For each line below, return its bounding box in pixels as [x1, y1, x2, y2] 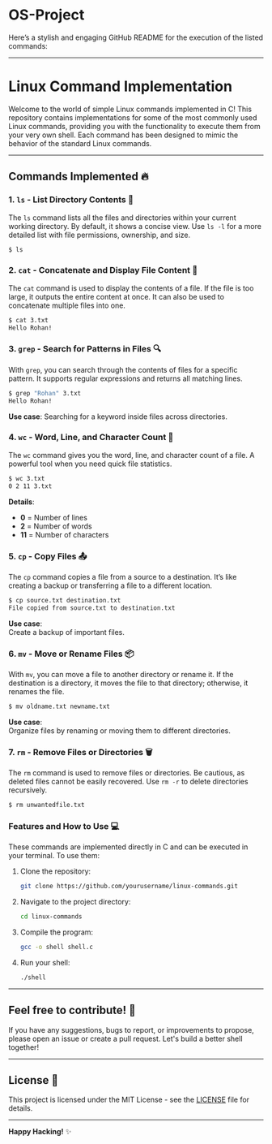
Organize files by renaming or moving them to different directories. [8, 725, 231, 736]
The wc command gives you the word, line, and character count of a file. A [8, 450, 255, 460]
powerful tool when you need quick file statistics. [8, 459, 172, 468]
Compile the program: [19, 927, 94, 937]
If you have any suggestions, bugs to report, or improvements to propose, [8, 1025, 255, 1034]
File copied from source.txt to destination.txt [8, 603, 176, 612]
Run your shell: [19, 957, 70, 967]
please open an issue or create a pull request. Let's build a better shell [8, 1034, 243, 1043]
